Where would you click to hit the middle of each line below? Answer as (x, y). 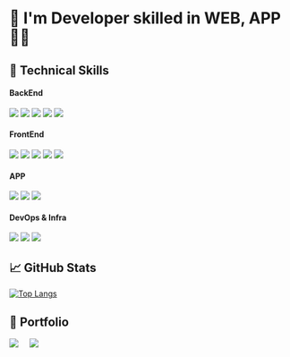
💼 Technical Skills (60, 70)
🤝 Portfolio (39, 322)
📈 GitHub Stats (53, 268)
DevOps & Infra (38, 217)
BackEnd (26, 93)
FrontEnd (27, 134)
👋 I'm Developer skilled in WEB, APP (145, 18)
